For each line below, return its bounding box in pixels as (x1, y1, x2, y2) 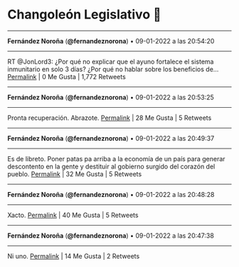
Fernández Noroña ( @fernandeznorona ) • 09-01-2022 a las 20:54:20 (7, 36, 215, 45)
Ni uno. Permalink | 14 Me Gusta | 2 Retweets (7, 251, 140, 260)
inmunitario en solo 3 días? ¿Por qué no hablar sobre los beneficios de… (7, 64, 219, 74)
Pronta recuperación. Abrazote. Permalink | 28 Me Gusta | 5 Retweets (7, 114, 212, 122)
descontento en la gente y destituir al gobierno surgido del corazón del (7, 162, 216, 171)
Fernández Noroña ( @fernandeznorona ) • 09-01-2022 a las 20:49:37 (7, 133, 215, 142)
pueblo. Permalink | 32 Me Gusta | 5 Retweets (7, 169, 142, 178)
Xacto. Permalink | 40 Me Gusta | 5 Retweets (7, 211, 139, 219)
